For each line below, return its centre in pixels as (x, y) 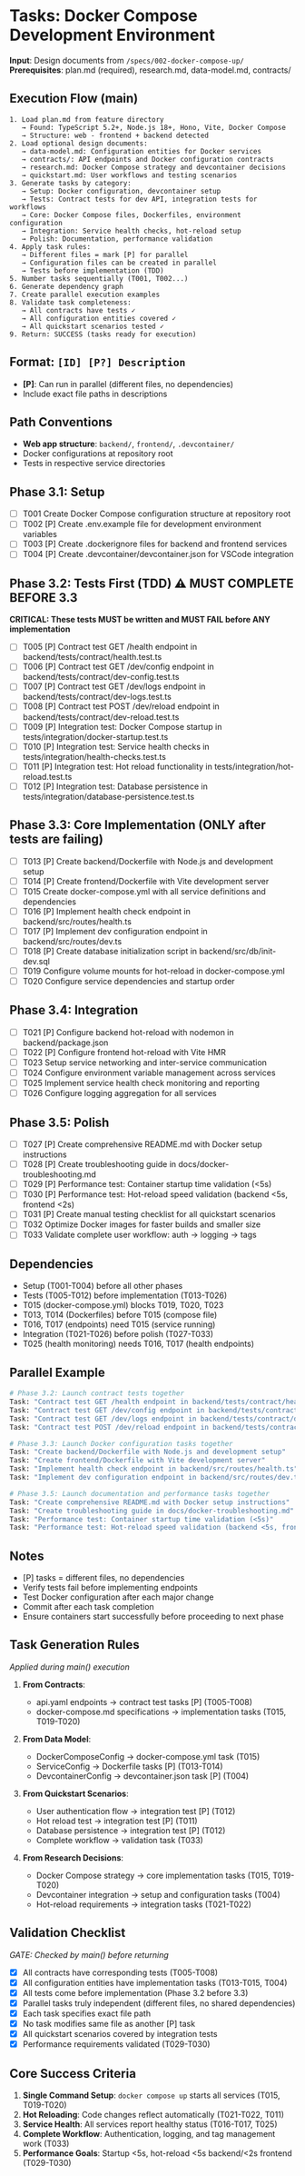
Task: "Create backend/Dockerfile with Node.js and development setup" (148, 1452)
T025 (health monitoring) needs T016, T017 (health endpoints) (138, 1344)
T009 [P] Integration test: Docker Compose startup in (122, 726)
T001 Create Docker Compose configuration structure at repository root (157, 514)
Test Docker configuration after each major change (118, 1597)
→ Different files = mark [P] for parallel (105, 255)
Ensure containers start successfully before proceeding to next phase (153, 1617)
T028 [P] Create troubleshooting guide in (99, 1164)
